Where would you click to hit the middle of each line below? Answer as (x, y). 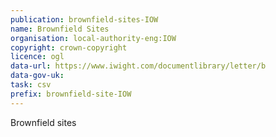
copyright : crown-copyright (69, 47)
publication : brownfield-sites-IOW (84, 19)
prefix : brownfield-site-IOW (71, 94)
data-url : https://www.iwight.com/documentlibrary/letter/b (138, 66)
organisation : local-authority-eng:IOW (93, 38)
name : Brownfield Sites (60, 29)
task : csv (31, 85)
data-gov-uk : (37, 76)
